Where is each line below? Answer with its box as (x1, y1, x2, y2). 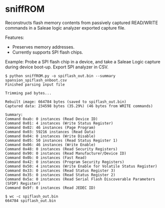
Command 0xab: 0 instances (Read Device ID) (5, 117, 98, 121)
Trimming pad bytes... (5, 90, 52, 95)
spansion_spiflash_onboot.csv (5, 78, 67, 83)
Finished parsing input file (5, 82, 65, 87)
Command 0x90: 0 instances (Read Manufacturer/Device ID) (5, 151, 127, 156)
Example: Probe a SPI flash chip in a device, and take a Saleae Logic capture (5, 59, 161, 64)
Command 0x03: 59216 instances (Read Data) (5, 129, 96, 134)
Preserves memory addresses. (12, 44, 75, 50)
